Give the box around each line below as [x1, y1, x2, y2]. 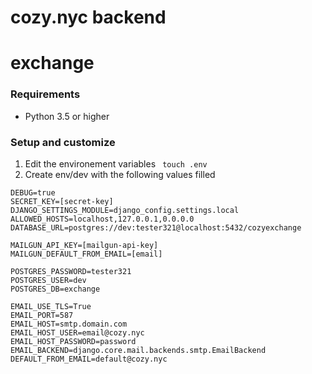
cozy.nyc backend [10, 6, 167, 29]
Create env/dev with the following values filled [24, 168, 216, 180]
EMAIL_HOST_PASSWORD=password [10, 336, 137, 346]
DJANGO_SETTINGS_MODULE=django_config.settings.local [10, 205, 240, 215]
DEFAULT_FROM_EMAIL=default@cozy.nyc [10, 354, 168, 364]
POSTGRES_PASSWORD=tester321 [10, 266, 132, 276]
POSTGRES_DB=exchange [10, 284, 101, 294]
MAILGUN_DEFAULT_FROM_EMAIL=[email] [10, 249, 163, 259]
